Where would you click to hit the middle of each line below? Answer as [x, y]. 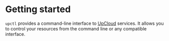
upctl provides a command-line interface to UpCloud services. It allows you [84, 23]
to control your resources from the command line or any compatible [76, 28]
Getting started [38, 9]
